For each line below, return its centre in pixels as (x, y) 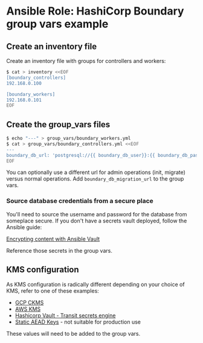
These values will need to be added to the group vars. (73, 333)
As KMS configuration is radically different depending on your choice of (96, 284)
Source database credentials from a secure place (80, 201)
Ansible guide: (24, 227)
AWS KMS (28, 309)
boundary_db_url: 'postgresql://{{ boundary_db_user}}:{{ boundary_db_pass (104, 155)
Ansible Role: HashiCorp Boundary (95, 11)
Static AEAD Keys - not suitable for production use (78, 322)
